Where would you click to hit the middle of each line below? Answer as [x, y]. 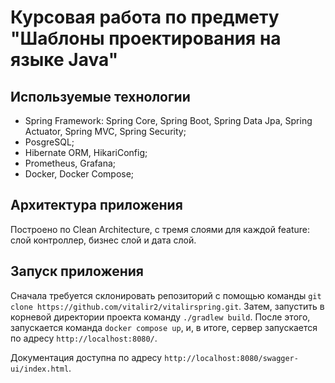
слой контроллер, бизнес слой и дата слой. [103, 240]
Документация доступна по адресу [86, 357]
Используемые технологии [100, 96]
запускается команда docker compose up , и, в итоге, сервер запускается [164, 327]
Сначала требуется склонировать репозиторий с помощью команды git [166, 295]
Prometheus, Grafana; [70, 163]
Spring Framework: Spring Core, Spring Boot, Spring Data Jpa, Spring [168, 120]
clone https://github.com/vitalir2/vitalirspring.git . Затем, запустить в [167, 306]
